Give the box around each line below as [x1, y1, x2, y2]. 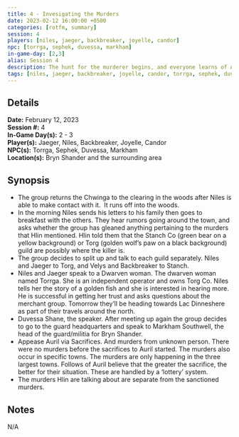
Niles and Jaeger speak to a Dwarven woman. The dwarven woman [17, 269, 217, 278]
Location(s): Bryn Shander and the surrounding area [7, 154, 162, 162]
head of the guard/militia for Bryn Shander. [17, 330, 144, 338]
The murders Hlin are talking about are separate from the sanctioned [17, 376, 219, 384]
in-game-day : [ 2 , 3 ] [7, 51, 65, 58]
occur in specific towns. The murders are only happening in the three [17, 353, 221, 361]
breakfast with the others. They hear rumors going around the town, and [17, 216, 230, 225]
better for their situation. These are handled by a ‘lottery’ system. [17, 368, 208, 376]
